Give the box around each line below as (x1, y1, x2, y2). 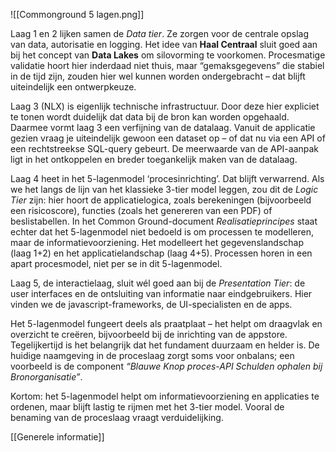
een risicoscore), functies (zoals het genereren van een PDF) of (10, 205, 273, 216)
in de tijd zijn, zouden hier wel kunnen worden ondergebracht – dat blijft (10, 70, 306, 82)
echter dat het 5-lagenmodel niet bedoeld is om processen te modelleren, (10, 226, 315, 238)
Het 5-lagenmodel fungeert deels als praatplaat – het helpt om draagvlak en (10, 318, 323, 329)
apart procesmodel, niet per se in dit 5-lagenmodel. (10, 258, 223, 269)
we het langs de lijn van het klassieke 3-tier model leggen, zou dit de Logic (10, 184, 319, 195)
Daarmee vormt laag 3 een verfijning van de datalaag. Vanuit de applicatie (10, 122, 316, 133)
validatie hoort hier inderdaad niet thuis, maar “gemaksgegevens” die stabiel (10, 60, 325, 71)
